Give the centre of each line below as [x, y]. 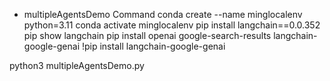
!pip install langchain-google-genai [153, 46]
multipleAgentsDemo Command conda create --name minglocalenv [163, 14]
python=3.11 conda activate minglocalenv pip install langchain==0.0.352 [172, 25]
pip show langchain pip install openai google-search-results [147, 35]
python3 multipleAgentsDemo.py [77, 65]
